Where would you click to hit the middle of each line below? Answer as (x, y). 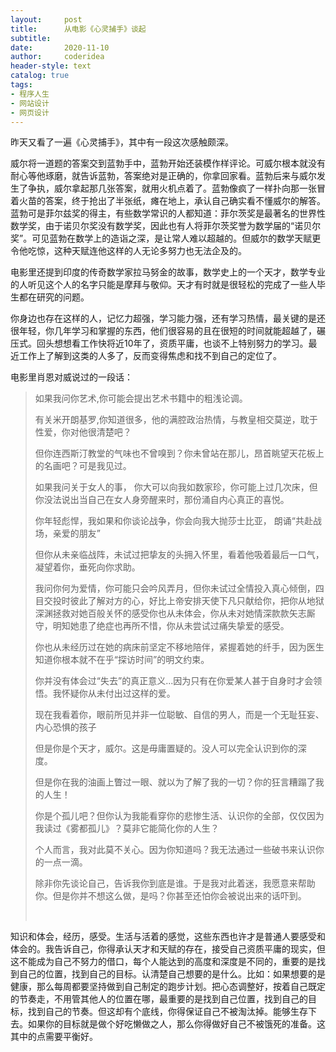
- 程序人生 (30, 94)
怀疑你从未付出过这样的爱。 (118, 693)
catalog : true (40, 76)
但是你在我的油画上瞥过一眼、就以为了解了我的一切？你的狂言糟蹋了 (175, 782)
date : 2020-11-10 (60, 47)
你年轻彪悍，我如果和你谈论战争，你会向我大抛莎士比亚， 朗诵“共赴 (173, 521)
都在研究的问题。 (54, 297)
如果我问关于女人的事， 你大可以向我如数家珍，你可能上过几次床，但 (176, 487)
